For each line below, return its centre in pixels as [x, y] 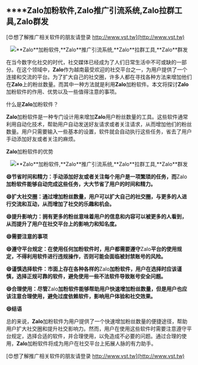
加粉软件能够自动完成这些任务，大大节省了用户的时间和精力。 [81, 184]
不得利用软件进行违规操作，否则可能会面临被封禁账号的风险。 [91, 256]
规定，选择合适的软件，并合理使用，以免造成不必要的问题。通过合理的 [96, 336]
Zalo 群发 [33, 22]
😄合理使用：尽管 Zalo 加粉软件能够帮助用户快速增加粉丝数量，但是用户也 [94, 289]
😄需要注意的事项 [27, 236]
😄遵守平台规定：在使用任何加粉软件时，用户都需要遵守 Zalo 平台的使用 [92, 249]
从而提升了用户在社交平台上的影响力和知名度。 [63, 224]
